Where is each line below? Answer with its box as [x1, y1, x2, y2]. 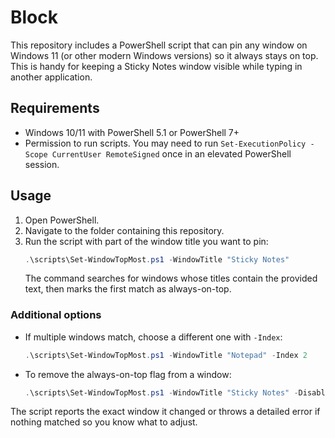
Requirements [10, 100, 100, 117]
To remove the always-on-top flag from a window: [24, 368, 232, 380]
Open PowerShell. [24, 214, 100, 226]
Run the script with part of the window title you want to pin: [24, 235, 269, 247]
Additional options [10, 308, 102, 322]
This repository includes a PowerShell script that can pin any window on [10, 39, 308, 51]
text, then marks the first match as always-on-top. [24, 283, 232, 295]
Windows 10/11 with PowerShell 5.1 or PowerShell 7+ [24, 126, 240, 138]
